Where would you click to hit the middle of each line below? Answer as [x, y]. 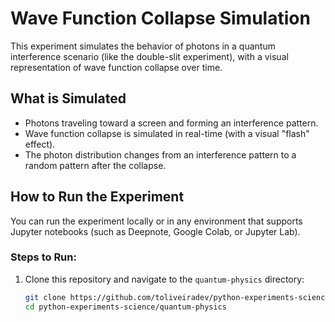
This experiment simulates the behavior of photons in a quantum [143, 46]
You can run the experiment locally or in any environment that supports [156, 221]
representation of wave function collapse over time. [116, 67]
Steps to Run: [43, 257]
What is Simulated [68, 98]
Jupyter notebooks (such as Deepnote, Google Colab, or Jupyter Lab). [155, 231]
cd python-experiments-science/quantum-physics [125, 307]
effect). [40, 144]
